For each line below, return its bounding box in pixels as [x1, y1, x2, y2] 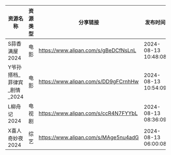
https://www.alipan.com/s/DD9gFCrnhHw [38, 78, 139, 85]
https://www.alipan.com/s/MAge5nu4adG [38, 134, 139, 141]
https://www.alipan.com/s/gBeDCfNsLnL [38, 47, 136, 54]
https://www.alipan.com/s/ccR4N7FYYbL [38, 110, 138, 116]
